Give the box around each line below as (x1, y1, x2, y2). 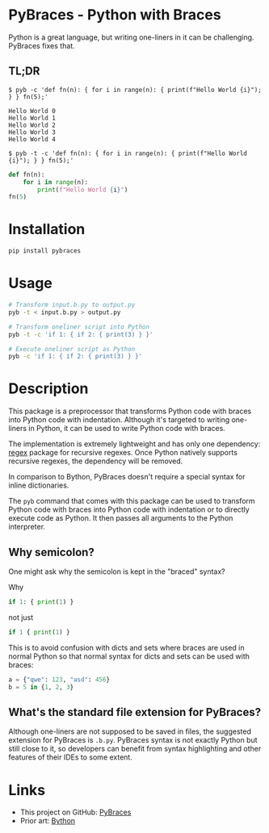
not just (8, 612, 34, 622)
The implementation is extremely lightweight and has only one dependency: (8, 439, 261, 449)
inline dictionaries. (8, 480, 69, 490)
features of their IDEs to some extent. (8, 752, 133, 762)
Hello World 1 (8, 114, 57, 122)
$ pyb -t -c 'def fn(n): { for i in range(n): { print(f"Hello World (8, 149, 248, 157)
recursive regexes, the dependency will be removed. (8, 456, 183, 466)
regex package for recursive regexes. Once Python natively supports (8, 448, 238, 458)
